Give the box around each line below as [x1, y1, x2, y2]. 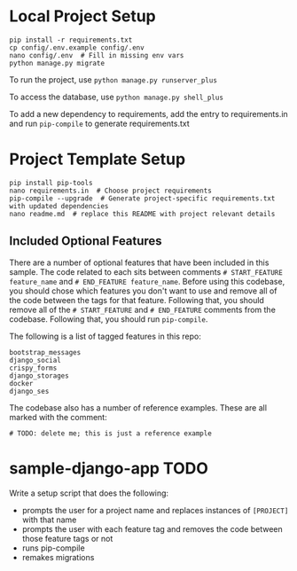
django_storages [9, 371, 69, 380]
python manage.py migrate [9, 59, 105, 67]
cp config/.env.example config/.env [9, 43, 145, 52]
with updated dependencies [9, 201, 109, 210]
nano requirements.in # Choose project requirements [9, 186, 213, 195]
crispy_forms [9, 364, 58, 372]
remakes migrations [21, 551, 95, 562]
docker [9, 379, 34, 387]
